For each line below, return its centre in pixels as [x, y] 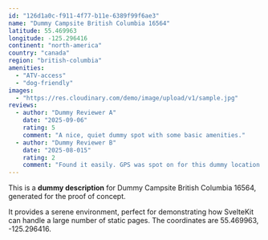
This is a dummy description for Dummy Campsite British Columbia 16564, [132, 188]
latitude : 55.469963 [43, 31]
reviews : [23, 105]
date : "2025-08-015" [57, 150]
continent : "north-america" [55, 46]
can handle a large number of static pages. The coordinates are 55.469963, [134, 221]
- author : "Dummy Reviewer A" [66, 113]
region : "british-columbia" [55, 61]
